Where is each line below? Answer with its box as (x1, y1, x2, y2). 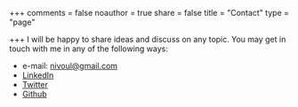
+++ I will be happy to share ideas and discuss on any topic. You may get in (9, 34, 286, 44)
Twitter (21, 80, 49, 89)
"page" (9, 17, 36, 27)
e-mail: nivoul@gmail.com (21, 61, 118, 71)
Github (21, 88, 47, 99)
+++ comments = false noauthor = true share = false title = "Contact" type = (9, 8, 290, 18)
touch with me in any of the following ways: (9, 43, 169, 54)
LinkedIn (21, 70, 54, 80)
